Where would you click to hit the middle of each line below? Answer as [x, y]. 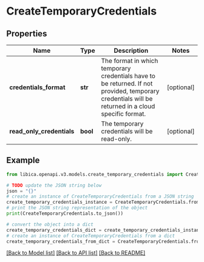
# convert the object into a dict [50, 224]
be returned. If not [127, 83]
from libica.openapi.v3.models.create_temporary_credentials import [95, 174]
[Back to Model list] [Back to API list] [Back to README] [76, 253]
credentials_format [37, 87]
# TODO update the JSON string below [54, 185]
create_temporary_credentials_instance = [59, 202]
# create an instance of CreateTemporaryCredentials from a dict [90, 236]
